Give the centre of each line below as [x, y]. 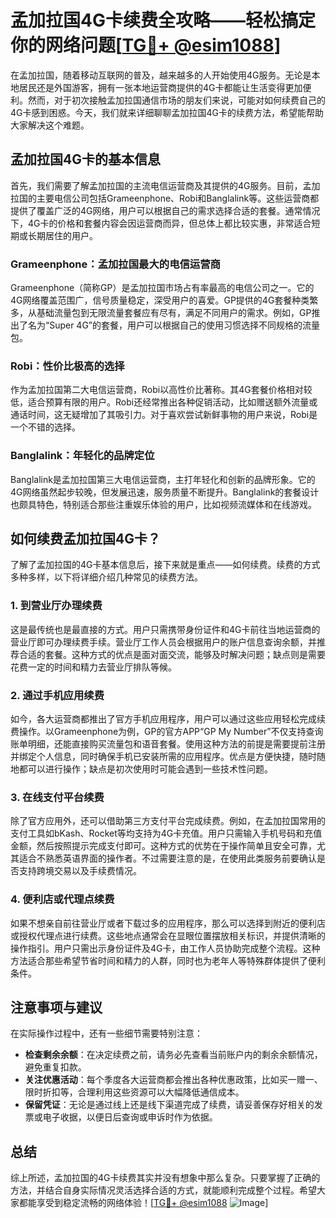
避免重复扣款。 [55, 1067]
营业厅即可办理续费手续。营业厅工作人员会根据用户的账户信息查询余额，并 [163, 642]
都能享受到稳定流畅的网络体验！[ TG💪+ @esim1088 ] [143, 1203]
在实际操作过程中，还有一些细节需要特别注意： [106, 1033]
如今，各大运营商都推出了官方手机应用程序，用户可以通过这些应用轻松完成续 [168, 719]
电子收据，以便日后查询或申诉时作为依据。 [130, 1117]
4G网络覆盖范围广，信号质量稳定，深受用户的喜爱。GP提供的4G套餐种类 [160, 300]
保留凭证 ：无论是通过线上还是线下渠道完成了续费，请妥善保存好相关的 [169, 1105]
